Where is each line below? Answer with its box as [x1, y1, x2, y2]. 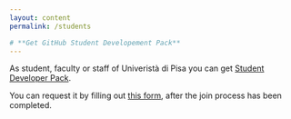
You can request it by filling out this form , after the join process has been [9, 90, 282, 101]
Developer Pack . [9, 73, 72, 84]
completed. [9, 100, 52, 111]
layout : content [9, 13, 71, 23]
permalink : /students [9, 22, 92, 31]
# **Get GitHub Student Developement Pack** [9, 38, 181, 47]
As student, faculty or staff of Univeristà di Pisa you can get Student [9, 63, 265, 74]
